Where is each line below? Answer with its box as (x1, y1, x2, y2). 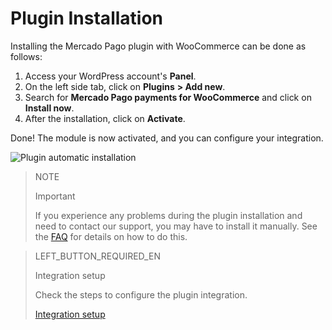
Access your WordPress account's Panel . (24, 70, 197, 82)
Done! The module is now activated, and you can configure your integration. (10, 132, 324, 144)
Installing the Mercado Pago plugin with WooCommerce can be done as (10, 40, 307, 52)
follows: (10, 50, 43, 62)
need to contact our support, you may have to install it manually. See (34, 220, 318, 232)
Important (34, 190, 76, 202)
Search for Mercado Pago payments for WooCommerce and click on (24, 91, 312, 103)
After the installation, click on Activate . (24, 112, 186, 124)
